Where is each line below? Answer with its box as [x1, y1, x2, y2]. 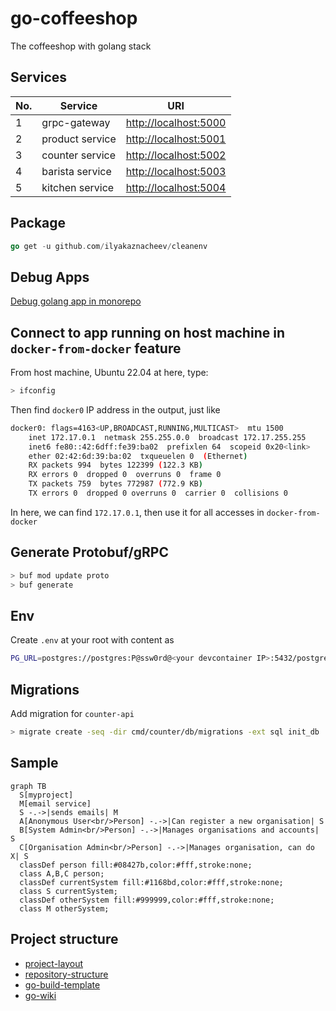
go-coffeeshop [10, 7, 138, 30]
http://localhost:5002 [125, 148, 227, 162]
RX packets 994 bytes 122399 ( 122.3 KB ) [28, 460, 203, 471]
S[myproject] [19, 790, 74, 800]
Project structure [10, 931, 119, 948]
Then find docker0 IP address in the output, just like [10, 403, 221, 416]
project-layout [24, 957, 83, 969]
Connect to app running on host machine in [10, 324, 285, 341]
